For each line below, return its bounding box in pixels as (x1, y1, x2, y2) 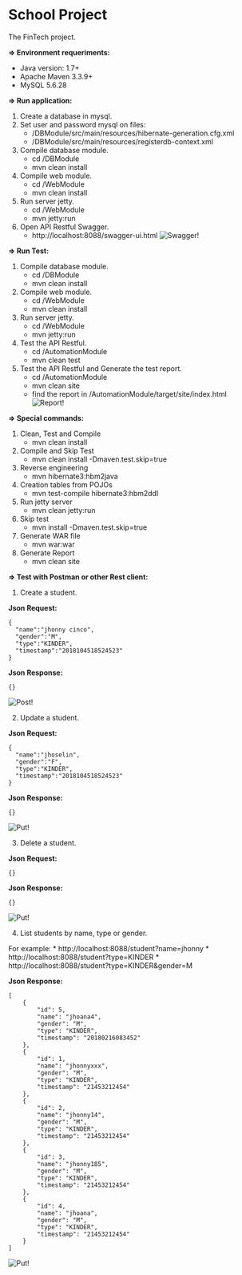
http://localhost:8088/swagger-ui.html (31, 230, 158, 240)
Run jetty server (19, 497, 73, 506)
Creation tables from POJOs (19, 479, 113, 490)
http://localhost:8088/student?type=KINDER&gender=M (8, 960, 193, 970)
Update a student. (19, 712, 80, 722)
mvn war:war (31, 539, 75, 549)
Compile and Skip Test (19, 446, 94, 455)
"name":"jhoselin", (15, 751, 81, 759)
